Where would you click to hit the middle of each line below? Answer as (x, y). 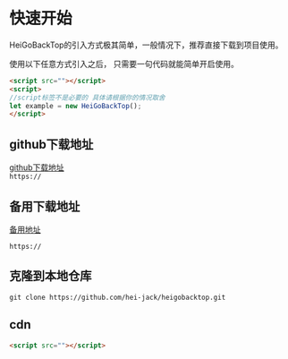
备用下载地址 (45, 206)
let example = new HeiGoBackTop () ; (76, 106)
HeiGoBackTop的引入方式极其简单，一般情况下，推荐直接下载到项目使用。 (146, 45)
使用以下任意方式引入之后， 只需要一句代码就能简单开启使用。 (124, 64)
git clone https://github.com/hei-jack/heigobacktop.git (118, 297)
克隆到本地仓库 (51, 276)
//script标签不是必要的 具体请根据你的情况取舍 (87, 98)
